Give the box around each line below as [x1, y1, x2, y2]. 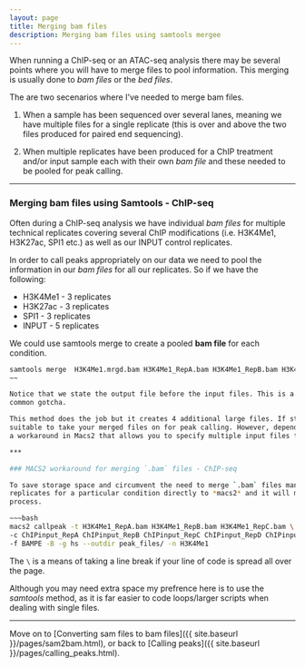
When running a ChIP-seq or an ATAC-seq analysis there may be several [9, 55, 281, 66]
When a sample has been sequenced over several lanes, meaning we [22, 110, 282, 121]
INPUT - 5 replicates [22, 319, 100, 331]
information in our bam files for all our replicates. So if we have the [9, 264, 259, 275]
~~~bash [9, 514, 39, 523]
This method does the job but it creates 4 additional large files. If [9, 415, 286, 424]
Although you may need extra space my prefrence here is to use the [9, 583, 265, 593]
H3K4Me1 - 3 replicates [22, 291, 112, 302]
